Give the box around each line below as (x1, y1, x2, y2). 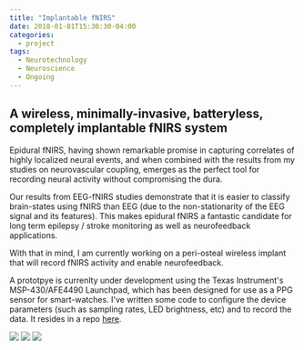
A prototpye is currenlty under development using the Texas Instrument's (9, 275, 284, 285)
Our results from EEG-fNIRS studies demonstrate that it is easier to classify (9, 191, 290, 202)
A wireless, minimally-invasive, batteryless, (9, 106, 264, 122)
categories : (9, 30, 55, 39)
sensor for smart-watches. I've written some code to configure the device (9, 294, 287, 305)
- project (17, 38, 55, 48)
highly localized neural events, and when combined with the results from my (9, 154, 296, 165)
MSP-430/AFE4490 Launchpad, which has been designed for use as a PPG (9, 284, 293, 295)
